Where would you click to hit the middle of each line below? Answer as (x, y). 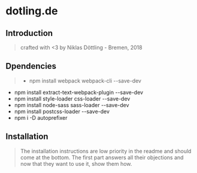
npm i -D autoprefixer (41, 117)
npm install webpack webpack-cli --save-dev (85, 81)
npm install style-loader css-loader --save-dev (72, 98)
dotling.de (32, 11)
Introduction (29, 33)
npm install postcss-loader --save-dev (62, 111)
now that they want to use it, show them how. (76, 163)
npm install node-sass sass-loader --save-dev (72, 105)
